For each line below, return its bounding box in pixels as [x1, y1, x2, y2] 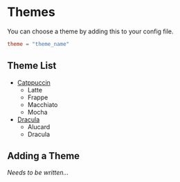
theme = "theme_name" [7, 40, 70, 47]
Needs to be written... [7, 168, 69, 177]
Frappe [27, 93, 48, 101]
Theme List [7, 60, 57, 72]
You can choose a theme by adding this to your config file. [7, 27, 174, 35]
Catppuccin [17, 78, 51, 87]
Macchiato [27, 100, 58, 108]
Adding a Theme [7, 150, 80, 162]
